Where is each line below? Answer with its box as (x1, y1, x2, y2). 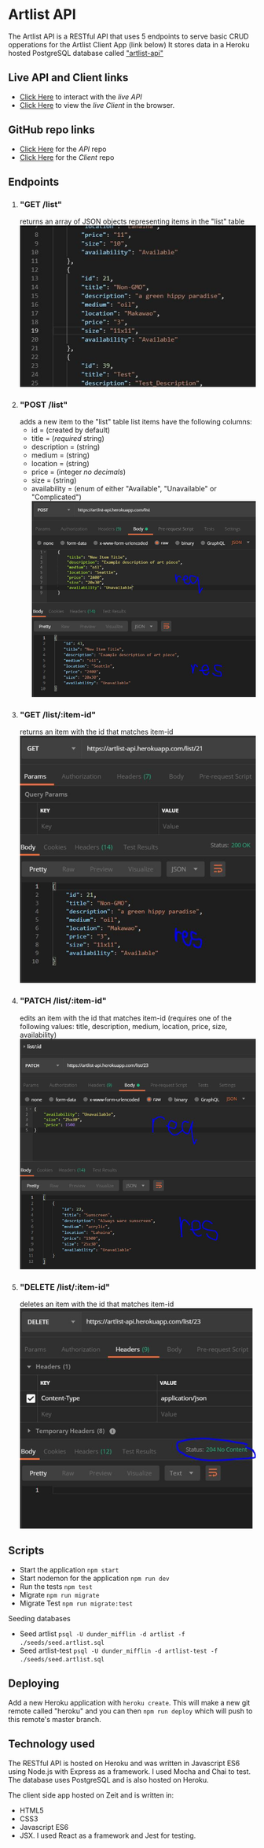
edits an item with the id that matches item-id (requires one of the (19, 1013, 233, 1023)
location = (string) (31, 459, 90, 468)
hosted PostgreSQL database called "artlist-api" (8, 48, 163, 57)
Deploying (8, 1677, 60, 1691)
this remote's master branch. (8, 1714, 101, 1724)
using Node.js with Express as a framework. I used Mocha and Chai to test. (8, 1766, 251, 1776)
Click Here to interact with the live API (19, 92, 143, 102)
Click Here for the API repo (19, 144, 107, 154)
